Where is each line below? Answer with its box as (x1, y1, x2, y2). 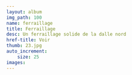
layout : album (6, 8, 43, 15)
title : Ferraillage (6, 25, 56, 32)
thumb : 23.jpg (6, 43, 43, 49)
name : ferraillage (6, 20, 53, 26)
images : (6, 59, 26, 65)
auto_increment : (6, 48, 47, 54)
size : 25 (17, 54, 40, 60)
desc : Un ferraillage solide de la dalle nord (6, 31, 127, 37)
